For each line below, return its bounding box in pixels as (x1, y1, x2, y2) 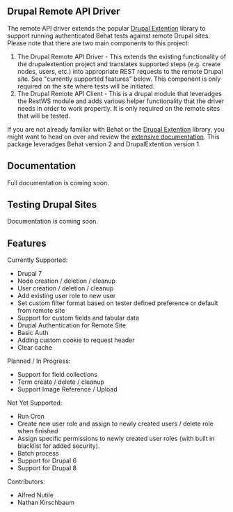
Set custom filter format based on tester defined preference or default (17, 299, 218, 307)
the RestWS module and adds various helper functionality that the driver (17, 97, 225, 105)
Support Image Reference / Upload (17, 385, 118, 394)
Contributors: (7, 477, 45, 486)
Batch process (17, 449, 59, 458)
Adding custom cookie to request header (17, 336, 135, 344)
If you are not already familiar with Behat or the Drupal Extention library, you (7, 125, 225, 133)
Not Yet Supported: (7, 398, 63, 407)
